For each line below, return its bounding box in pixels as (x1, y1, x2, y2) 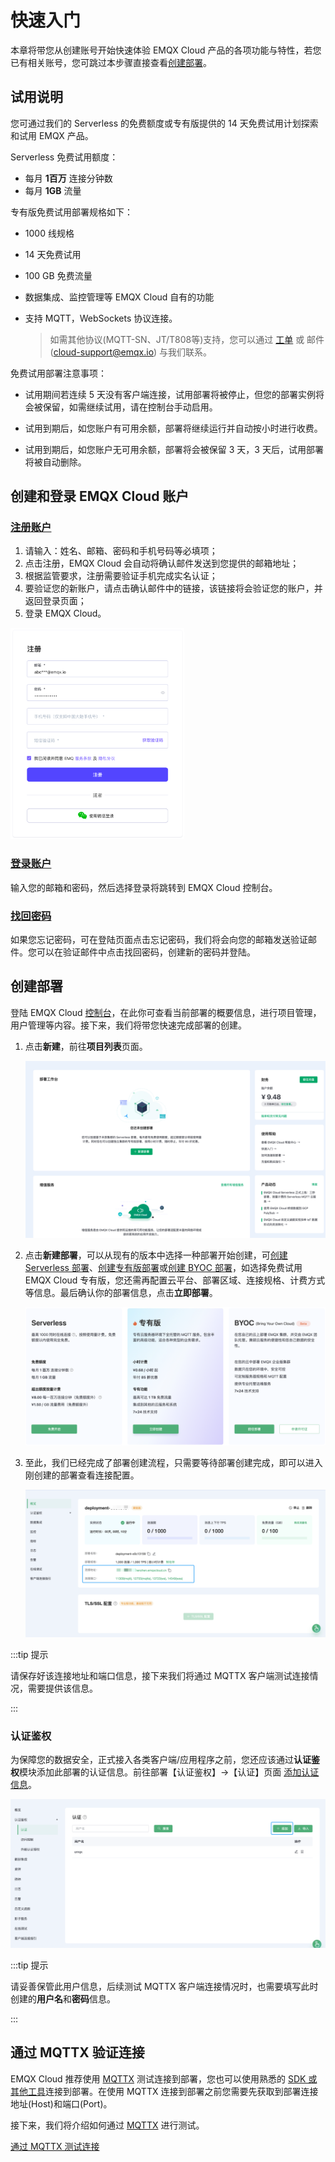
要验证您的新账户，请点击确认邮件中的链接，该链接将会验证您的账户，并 (24, 582, 323, 595)
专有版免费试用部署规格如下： (10, 206, 133, 218)
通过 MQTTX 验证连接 (10, 2044, 145, 2061)
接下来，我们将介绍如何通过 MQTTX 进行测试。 (10, 2119, 205, 2131)
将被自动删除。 (24, 456, 87, 468)
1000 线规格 (24, 227, 75, 239)
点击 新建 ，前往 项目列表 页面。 (24, 1040, 148, 1052)
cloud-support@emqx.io (53, 346, 155, 358)
